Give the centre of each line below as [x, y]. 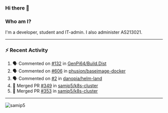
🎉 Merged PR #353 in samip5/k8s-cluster [55, 91]
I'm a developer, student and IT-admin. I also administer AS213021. [74, 32]
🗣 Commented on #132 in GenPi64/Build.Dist [59, 63]
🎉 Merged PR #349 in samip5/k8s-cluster [55, 85]
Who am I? [18, 21]
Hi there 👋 [17, 8]
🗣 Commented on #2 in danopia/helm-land [57, 78]
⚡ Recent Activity [27, 50]
